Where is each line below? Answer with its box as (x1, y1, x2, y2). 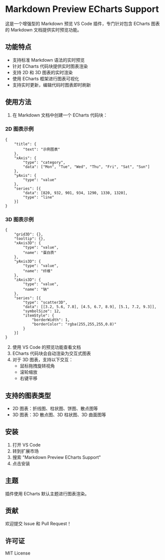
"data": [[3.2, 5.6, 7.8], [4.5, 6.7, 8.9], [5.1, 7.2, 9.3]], (23, 305, 157, 310)
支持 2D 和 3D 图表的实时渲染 (12, 69, 73, 75)
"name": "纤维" (23, 269, 53, 274)
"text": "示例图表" (23, 147, 61, 152)
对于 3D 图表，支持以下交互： (12, 357, 74, 363)
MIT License (5, 550, 31, 556)
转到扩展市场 (12, 448, 39, 454)
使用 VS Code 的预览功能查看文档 (12, 344, 81, 350)
